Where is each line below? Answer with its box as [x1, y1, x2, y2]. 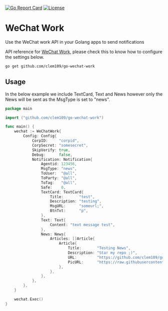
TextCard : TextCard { [40, 189, 84, 194]
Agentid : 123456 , [40, 161, 77, 167]
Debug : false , [31, 152, 72, 157]
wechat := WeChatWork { [14, 129, 61, 134]
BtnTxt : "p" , [49, 209, 88, 214]
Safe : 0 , [40, 185, 66, 190]
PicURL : [67, 259, 84, 265]
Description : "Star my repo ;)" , [67, 250, 137, 255]
